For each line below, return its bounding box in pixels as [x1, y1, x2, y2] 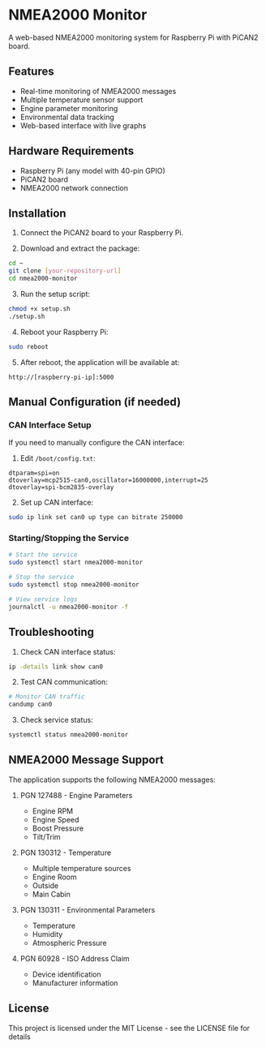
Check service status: [19, 715, 93, 725]
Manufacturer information [32, 977, 118, 987]
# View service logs [8, 595, 79, 603]
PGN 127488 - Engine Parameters [19, 790, 133, 800]
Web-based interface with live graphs [19, 120, 147, 131]
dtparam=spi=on [8, 469, 60, 478]
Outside [32, 880, 59, 890]
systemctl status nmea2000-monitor [8, 731, 129, 739]
